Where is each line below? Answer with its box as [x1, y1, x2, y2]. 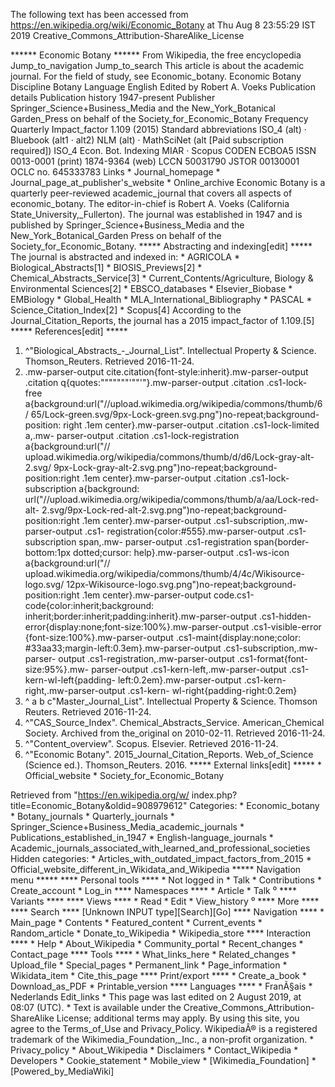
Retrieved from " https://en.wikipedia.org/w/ [10, 789, 190, 801]
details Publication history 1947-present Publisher [10, 92, 216, 103]
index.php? [191, 789, 238, 801]
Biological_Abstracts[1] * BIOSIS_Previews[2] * [10, 262, 203, 273]
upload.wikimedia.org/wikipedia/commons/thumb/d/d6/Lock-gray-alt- [24, 451, 315, 463]
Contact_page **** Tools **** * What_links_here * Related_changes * [10, 949, 297, 960]
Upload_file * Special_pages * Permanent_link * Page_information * [10, 959, 288, 971]
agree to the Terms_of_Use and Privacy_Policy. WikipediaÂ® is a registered [10, 1023, 318, 1034]
